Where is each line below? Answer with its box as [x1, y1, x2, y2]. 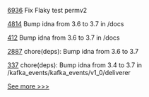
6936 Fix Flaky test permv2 [7, 6, 88, 14]
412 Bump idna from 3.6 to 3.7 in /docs [7, 33, 120, 42]
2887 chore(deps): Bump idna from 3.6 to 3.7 [7, 47, 139, 55]
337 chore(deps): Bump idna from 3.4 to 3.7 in [7, 61, 143, 69]
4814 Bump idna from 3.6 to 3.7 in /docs [7, 20, 124, 28]
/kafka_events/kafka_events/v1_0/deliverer [7, 69, 131, 76]
